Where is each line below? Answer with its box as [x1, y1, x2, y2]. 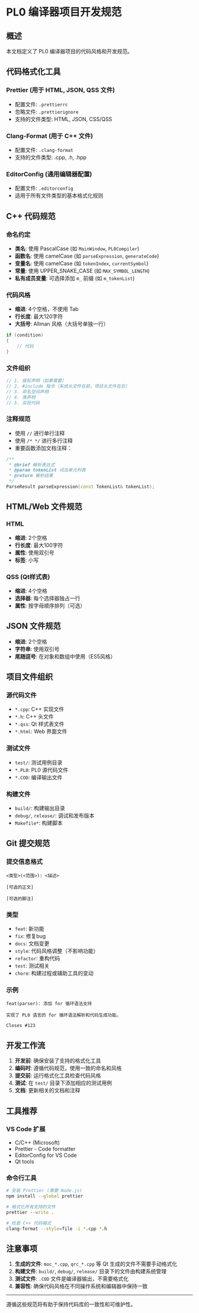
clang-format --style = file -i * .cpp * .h [6, 1226, 108, 1232]
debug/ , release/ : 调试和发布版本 [14, 812, 95, 819]
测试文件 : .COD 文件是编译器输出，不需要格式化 [14, 1275, 129, 1282]
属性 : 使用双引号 [14, 549, 54, 556]
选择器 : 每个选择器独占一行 [14, 594, 81, 602]
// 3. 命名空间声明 [6, 389, 49, 395]
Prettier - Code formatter [14, 1145, 76, 1152]
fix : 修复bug [14, 933, 46, 940]
